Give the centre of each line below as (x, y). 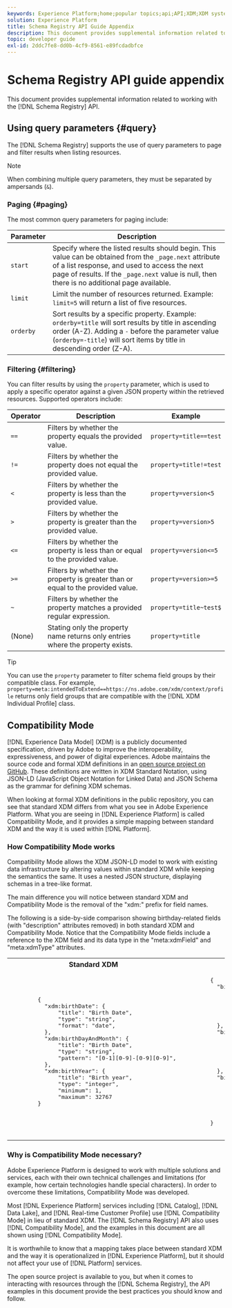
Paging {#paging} (38, 204)
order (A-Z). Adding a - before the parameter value (136, 331)
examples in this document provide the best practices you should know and (115, 1291)
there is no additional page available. (112, 283)
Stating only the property (88, 628)
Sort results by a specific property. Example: (124, 314)
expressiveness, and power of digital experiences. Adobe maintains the (109, 757)
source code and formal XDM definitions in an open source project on (106, 764)
